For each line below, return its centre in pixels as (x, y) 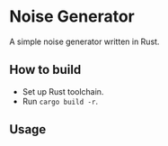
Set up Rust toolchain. (63, 91)
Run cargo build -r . (60, 101)
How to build (45, 70)
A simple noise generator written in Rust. (84, 41)
